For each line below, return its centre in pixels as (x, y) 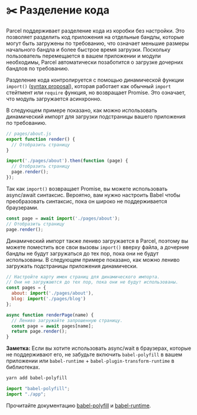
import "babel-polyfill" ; (38, 389)
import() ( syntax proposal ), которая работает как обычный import (89, 86)
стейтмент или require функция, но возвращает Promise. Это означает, (96, 92)
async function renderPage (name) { (50, 315)
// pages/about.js (29, 133)
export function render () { (41, 139)
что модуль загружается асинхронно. (54, 99)
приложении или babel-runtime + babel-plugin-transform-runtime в (90, 361)
